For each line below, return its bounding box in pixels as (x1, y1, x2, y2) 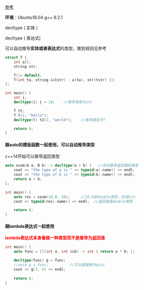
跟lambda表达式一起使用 (5, 223, 55, 229)
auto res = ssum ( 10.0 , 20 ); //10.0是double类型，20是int (14, 194, 136, 199)
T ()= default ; (14, 73, 42, 78)
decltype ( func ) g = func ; (14, 258, 66, 263)
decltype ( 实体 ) (5, 25, 38, 31)
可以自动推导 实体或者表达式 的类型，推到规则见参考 (5, 46, 107, 51)
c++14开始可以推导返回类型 (5, 153, 60, 159)
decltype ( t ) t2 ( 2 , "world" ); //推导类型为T (14, 117, 105, 122)
